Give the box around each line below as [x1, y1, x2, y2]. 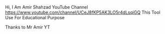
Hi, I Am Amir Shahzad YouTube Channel [5, 4, 88, 10]
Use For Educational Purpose [5, 15, 65, 20]
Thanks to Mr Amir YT [5, 24, 51, 30]
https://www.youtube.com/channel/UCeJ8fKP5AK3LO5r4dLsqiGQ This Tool [5, 9, 161, 15]
